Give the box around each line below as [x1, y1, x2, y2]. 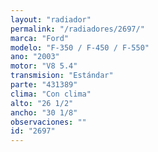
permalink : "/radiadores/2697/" [10, 24, 145, 34]
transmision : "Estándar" [10, 71, 114, 81]
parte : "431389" [10, 80, 78, 90]
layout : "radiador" [10, 14, 92, 25]
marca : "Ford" [10, 33, 70, 43]
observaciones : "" [10, 117, 87, 127]
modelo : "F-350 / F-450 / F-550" [10, 42, 150, 53]
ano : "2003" [10, 52, 60, 62]
